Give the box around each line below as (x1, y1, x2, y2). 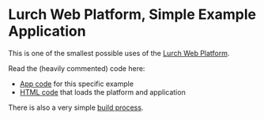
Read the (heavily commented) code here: (8, 63, 145, 73)
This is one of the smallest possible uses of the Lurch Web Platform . (8, 48, 230, 58)
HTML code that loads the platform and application (19, 87, 186, 96)
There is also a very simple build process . (8, 103, 144, 112)
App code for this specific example (19, 79, 134, 88)
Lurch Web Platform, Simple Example (8, 6, 257, 24)
